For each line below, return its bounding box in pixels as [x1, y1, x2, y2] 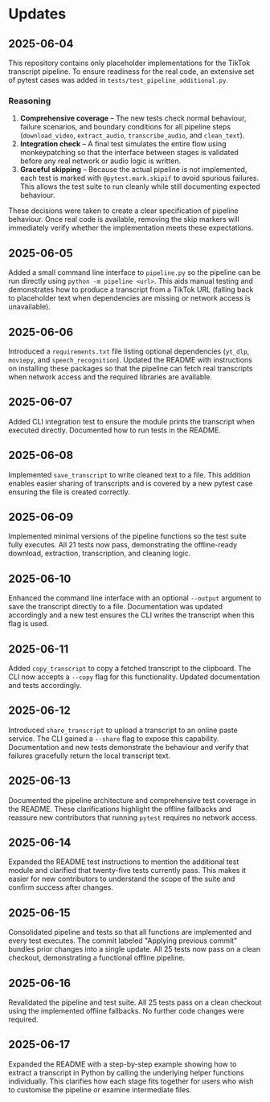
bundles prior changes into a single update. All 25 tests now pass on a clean [8, 944, 261, 954]
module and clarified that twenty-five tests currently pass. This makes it [8, 866, 247, 875]
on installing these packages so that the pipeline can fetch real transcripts [8, 363, 253, 373]
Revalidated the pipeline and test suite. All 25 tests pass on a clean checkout [8, 998, 262, 1007]
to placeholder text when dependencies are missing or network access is [8, 293, 251, 303]
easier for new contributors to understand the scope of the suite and [8, 874, 235, 884]
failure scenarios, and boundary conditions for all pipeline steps [19, 122, 231, 132]
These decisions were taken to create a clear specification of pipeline [8, 206, 239, 215]
